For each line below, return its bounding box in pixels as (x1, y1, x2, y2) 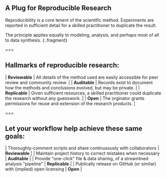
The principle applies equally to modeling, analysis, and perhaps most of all (5, 32, 160, 38)
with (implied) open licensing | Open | (5, 166, 82, 172)
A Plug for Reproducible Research (5, 4, 111, 12)
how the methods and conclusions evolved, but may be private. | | (5, 85, 140, 90)
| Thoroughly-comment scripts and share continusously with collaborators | (5, 145, 160, 151)
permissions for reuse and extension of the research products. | (5, 100, 135, 106)
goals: (5, 132, 25, 140)
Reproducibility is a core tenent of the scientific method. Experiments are (5, 17, 154, 23)
